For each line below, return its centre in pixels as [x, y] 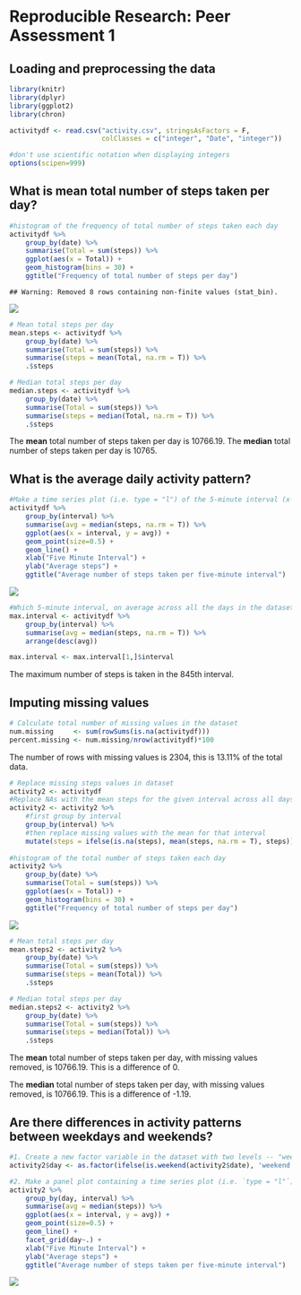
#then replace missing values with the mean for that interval [146, 833]
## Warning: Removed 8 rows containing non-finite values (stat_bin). [144, 292]
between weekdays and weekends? [111, 1136]
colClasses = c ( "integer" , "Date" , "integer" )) [192, 139]
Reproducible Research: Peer [120, 17]
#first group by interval [74, 817]
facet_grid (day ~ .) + [64, 1239]
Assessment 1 [62, 35]
